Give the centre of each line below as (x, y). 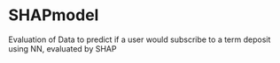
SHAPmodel (54, 15)
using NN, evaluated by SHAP (62, 48)
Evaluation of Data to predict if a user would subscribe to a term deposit (140, 39)
